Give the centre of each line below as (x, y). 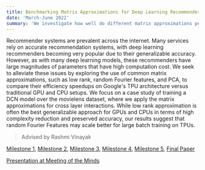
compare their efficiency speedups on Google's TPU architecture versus (97, 86)
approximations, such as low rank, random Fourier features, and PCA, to (97, 79)
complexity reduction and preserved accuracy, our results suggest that (95, 119)
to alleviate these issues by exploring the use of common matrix (86, 73)
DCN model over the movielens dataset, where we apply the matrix (91, 99)
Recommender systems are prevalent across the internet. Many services (98, 41)
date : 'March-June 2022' (38, 18)
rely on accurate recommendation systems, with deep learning (85, 47)
